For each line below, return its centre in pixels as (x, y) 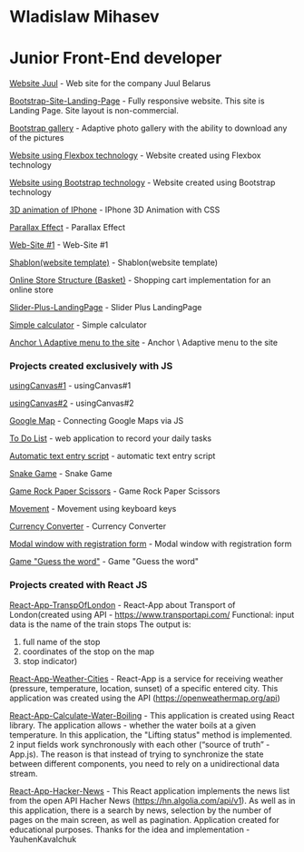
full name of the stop (61, 641)
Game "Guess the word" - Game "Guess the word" (104, 562)
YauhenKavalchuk (43, 839)
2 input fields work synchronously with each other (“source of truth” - (140, 744)
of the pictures (37, 138)
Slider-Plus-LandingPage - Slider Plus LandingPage (106, 308)
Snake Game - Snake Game (61, 474)
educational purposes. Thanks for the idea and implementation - (130, 829)
